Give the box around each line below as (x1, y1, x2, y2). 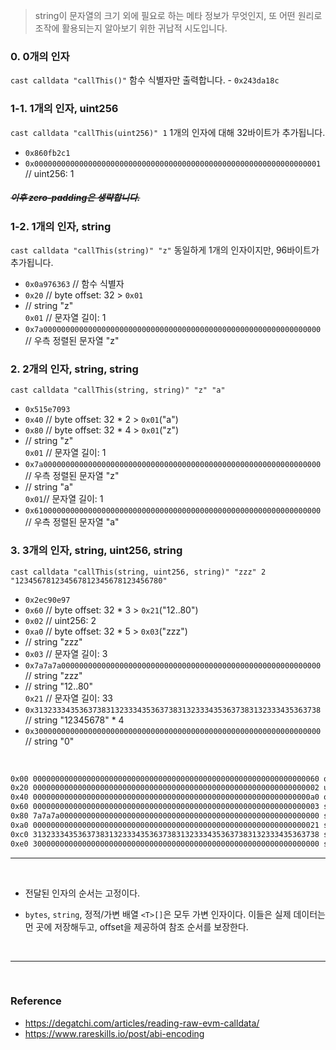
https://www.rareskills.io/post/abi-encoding (24, 1027, 205, 1039)
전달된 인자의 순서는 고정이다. (24, 887, 141, 899)
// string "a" (24, 481, 74, 493)
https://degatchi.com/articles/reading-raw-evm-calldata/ (24, 1017, 260, 1029)
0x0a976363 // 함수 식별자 (24, 277, 125, 289)
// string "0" (24, 735, 75, 747)
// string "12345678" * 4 (24, 714, 125, 726)
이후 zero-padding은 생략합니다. (10, 192, 141, 204)
